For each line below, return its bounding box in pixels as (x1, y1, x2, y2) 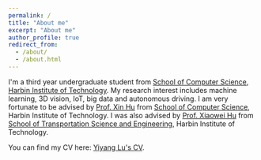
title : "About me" (8, 19, 69, 27)
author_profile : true (8, 33, 80, 42)
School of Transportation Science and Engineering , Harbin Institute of (8, 119, 236, 128)
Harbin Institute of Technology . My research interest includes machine (8, 85, 237, 95)
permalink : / (8, 11, 51, 20)
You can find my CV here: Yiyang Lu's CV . (8, 143, 145, 152)
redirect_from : (8, 41, 59, 49)
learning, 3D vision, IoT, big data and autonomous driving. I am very (8, 94, 229, 103)
